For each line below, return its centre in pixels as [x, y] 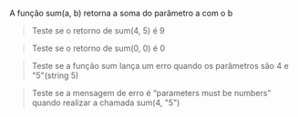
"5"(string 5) [55, 75]
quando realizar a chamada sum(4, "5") [106, 102]
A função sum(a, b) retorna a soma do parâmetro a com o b [121, 13]
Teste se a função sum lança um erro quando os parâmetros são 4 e [160, 66]
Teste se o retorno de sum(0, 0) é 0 [98, 48]
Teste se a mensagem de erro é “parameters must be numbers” [151, 93]
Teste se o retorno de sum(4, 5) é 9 [98, 30]
